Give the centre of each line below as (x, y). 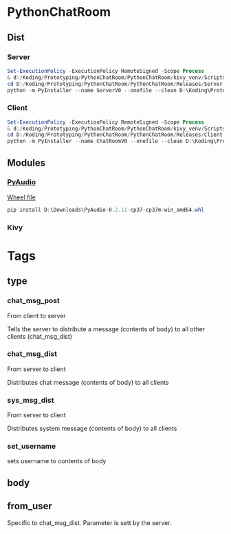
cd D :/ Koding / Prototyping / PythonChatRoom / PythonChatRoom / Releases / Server (115, 84)
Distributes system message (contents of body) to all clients (92, 429)
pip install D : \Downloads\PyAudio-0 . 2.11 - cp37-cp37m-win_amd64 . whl (106, 210)
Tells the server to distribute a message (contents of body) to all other (106, 329)
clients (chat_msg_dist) (40, 336)
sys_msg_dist (31, 400)
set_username (32, 446)
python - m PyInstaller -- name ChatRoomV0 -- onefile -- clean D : (100, 142)
